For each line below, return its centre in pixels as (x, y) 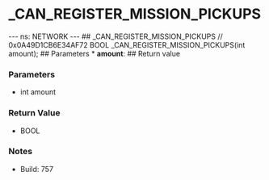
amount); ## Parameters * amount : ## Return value (94, 53)
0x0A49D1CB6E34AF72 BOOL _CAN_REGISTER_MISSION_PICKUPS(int (127, 44)
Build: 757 (37, 169)
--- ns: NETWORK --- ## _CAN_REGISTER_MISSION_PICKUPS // (116, 36)
